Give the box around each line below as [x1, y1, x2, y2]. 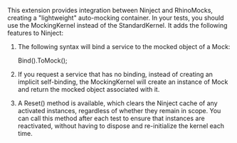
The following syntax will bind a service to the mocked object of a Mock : [17, 43, 231, 51]
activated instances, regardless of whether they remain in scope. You [17, 107, 221, 115]
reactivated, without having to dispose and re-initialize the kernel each [17, 122, 224, 130]
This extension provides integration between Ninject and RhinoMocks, [7, 6, 214, 14]
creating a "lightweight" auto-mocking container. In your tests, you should [7, 14, 224, 22]
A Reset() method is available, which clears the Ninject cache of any [17, 99, 218, 107]
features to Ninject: [7, 28, 64, 37]
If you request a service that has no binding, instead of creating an [17, 70, 214, 78]
